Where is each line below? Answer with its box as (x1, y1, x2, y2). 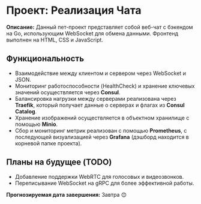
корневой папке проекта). (14, 139, 82, 147)
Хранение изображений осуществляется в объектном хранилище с (14, 114, 190, 121)
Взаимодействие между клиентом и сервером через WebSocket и (14, 70, 186, 77)
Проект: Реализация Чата (6, 4, 142, 17)
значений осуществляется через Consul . (14, 88, 121, 96)
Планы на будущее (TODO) (6, 157, 112, 167)
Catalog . (14, 107, 37, 115)
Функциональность (6, 53, 85, 64)
